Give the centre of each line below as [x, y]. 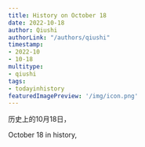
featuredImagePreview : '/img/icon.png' [73, 96]
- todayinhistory [36, 88]
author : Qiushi [33, 30]
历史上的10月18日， [39, 119]
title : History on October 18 [58, 15]
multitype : [26, 67]
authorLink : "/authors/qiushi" [59, 37]
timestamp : [26, 45]
